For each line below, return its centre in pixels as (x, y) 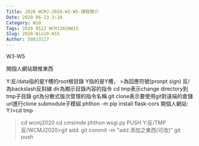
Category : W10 (24, 23)
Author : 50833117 (28, 39)
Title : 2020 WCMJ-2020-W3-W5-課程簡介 (53, 12)
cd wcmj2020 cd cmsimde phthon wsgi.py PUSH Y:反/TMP (93, 122)
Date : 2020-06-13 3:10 (34, 17)
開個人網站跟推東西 (30, 69)
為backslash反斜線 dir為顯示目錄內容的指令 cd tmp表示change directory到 (97, 89)
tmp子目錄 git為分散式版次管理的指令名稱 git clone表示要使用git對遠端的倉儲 (100, 96)
